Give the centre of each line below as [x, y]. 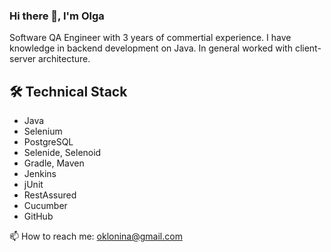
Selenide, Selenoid [62, 153]
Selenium [43, 131]
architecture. [64, 59]
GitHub [38, 216]
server [23, 59]
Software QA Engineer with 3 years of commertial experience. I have [150, 38]
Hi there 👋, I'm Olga [57, 16]
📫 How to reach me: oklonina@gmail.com [96, 236]
